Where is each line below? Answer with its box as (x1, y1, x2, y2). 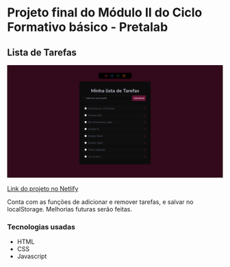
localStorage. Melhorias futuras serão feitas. (7, 205, 132, 213)
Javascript (16, 252, 47, 261)
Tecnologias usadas (7, 222, 75, 231)
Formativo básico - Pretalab (7, 19, 168, 35)
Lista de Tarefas (7, 47, 77, 58)
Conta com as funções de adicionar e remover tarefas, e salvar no (7, 197, 194, 206)
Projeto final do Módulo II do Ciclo (7, 5, 203, 21)
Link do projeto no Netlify (7, 184, 79, 192)
